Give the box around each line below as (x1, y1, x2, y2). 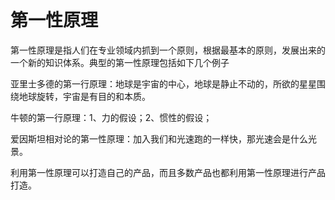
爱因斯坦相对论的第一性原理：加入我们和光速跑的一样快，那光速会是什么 (10, 132, 308, 145)
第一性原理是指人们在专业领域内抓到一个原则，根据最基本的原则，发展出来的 (10, 44, 326, 56)
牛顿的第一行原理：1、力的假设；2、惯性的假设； (10, 111, 213, 123)
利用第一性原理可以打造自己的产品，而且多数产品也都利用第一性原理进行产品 (10, 166, 326, 178)
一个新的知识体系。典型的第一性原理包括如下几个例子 (10, 56, 230, 68)
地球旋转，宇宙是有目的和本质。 (18, 90, 151, 102)
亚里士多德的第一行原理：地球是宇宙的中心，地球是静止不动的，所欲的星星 (10, 77, 317, 90)
